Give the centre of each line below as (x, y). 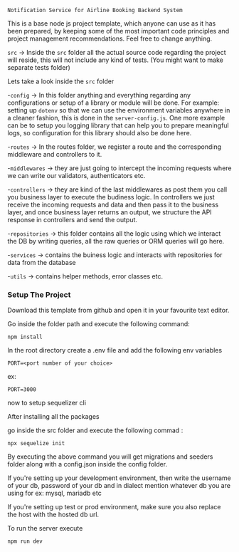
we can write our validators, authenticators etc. (76, 176)
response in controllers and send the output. (72, 220)
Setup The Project (39, 294)
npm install (25, 337)
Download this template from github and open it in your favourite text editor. (118, 311)
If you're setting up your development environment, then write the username (119, 478)
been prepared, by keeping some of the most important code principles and (118, 31)
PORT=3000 (22, 390)
